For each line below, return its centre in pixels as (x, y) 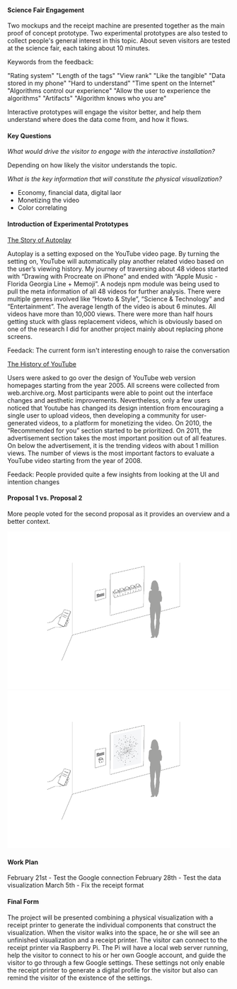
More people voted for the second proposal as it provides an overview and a (118, 513)
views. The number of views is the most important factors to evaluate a (111, 453)
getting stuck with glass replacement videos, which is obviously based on (115, 321)
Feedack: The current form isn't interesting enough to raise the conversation (118, 350)
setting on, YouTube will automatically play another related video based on (116, 261)
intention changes (34, 481)
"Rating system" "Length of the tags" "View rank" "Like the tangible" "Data (116, 76)
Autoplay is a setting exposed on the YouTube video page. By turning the (114, 253)
